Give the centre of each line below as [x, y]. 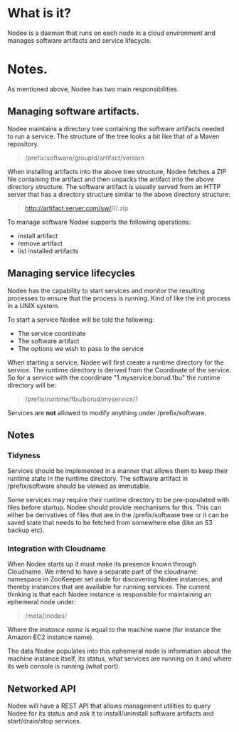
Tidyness [24, 455]
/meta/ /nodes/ [46, 616]
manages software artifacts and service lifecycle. [79, 40]
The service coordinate [52, 333]
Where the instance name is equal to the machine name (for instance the [114, 630]
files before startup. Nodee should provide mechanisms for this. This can [115, 507]
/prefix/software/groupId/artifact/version [84, 158]
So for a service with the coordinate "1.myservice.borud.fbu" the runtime [114, 377]
